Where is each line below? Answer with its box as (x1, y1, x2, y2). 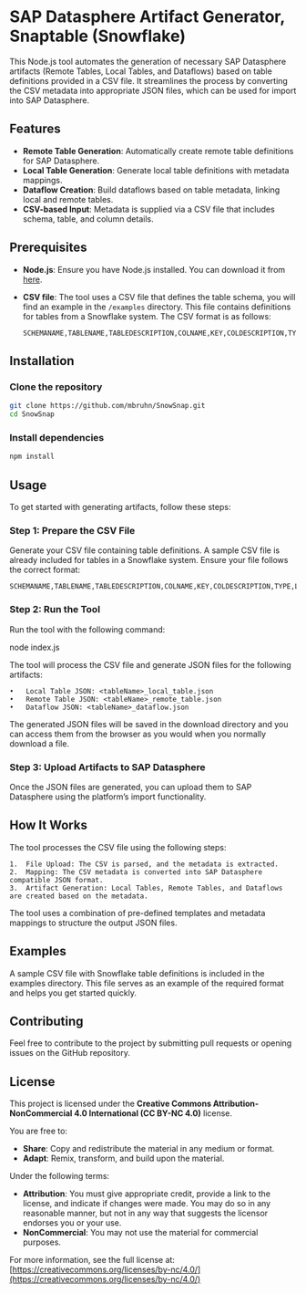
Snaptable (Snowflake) (9, 26, 187, 47)
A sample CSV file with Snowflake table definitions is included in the (9, 967, 265, 978)
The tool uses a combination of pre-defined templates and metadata (9, 907, 266, 918)
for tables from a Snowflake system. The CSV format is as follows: (22, 310, 271, 321)
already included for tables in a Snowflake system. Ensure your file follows (9, 555, 289, 566)
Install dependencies (9, 431, 105, 444)
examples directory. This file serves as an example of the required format (9, 977, 284, 988)
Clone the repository (9, 381, 103, 393)
